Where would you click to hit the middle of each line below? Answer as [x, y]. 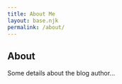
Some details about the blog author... [61, 73]
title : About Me [31, 14]
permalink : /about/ [36, 27]
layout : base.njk [33, 21]
